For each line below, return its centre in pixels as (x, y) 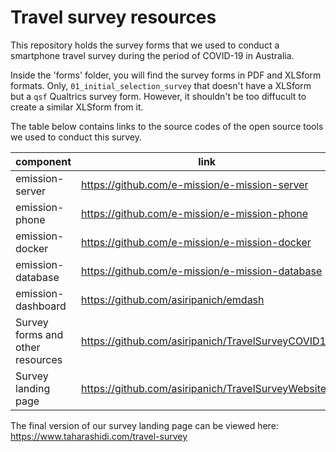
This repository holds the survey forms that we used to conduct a (145, 45)
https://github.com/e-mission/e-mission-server (195, 184)
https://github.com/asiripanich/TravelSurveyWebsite (204, 388)
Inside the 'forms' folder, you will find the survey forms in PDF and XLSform (166, 75)
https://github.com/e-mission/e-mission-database (202, 271)
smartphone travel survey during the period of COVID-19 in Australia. (152, 55)
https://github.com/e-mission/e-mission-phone (195, 213)
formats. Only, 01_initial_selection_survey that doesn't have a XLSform (161, 85)
